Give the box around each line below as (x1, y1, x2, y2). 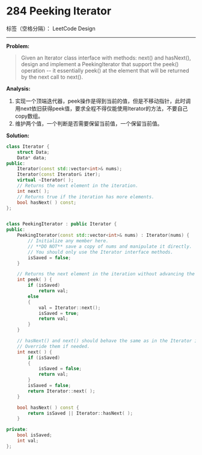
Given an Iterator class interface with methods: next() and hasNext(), (20, 54, 191, 61)
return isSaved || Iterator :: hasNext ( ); (28, 410, 133, 416)
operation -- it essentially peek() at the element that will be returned (20, 67, 189, 74)
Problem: (6, 42, 30, 49)
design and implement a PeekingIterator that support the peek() (20, 60, 179, 67)
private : (6, 427, 28, 433)
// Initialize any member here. (28, 238, 109, 244)
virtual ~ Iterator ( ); (17, 177, 74, 183)
